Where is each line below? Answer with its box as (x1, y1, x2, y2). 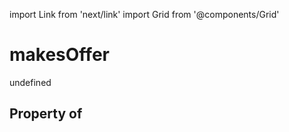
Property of (9, 105, 83, 123)
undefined (9, 76, 52, 88)
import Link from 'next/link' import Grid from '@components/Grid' (9, 9, 280, 20)
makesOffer (9, 44, 110, 66)
